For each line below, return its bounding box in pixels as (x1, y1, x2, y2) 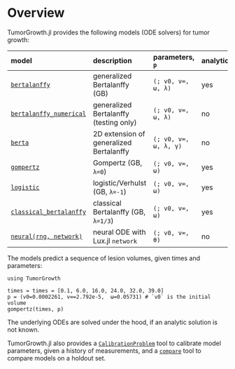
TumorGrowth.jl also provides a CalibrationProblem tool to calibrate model (7, 339, 222, 347)
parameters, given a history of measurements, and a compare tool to (7, 346, 201, 355)
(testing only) (92, 117, 137, 127)
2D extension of (92, 128, 145, 138)
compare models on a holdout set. (7, 354, 106, 362)
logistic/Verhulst (92, 177, 147, 187)
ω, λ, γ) (152, 142, 183, 150)
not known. (7, 325, 40, 334)
